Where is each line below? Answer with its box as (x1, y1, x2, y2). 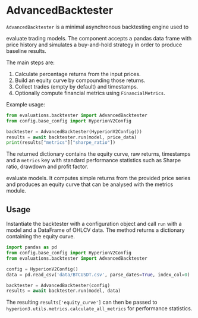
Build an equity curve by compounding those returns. (14, 77, 146, 84)
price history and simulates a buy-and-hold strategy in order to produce (6, 41, 183, 48)
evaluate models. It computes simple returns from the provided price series (6, 175, 191, 182)
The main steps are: (6, 59, 55, 66)
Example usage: (6, 100, 46, 108)
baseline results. (6, 47, 46, 54)
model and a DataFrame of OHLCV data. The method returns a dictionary (6, 226, 186, 234)
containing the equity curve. (6, 233, 76, 240)
